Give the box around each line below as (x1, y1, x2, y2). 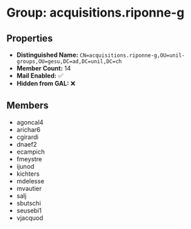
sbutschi (16, 199, 41, 207)
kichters (16, 170, 40, 178)
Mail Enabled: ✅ (16, 71, 63, 80)
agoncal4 (16, 118, 44, 126)
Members (6, 100, 49, 111)
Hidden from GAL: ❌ (16, 80, 76, 87)
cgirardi (16, 133, 39, 141)
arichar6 (16, 125, 41, 134)
